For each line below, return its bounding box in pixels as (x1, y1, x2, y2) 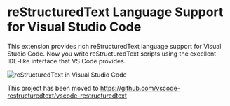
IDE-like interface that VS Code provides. (7, 56, 126, 65)
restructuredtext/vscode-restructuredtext (7, 91, 128, 100)
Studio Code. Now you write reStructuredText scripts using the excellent (7, 50, 217, 58)
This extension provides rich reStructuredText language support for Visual (7, 42, 222, 50)
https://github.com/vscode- (100, 84, 180, 92)
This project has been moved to (7, 84, 100, 92)
